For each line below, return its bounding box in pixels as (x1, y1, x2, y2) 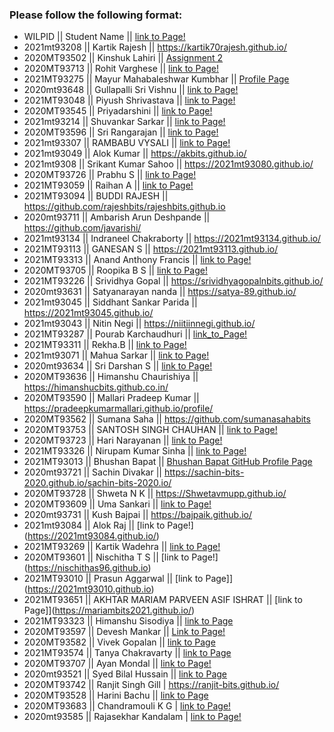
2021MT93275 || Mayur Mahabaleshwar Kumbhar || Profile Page (23, 73, 290, 85)
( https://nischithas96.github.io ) (23, 562, 152, 574)
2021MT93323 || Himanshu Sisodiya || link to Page (23, 615, 234, 627)
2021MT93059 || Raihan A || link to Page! (23, 179, 194, 192)
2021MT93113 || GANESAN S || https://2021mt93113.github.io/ (23, 243, 279, 255)
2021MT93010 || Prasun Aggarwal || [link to (23, 573, 204, 585)
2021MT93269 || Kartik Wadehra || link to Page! (23, 541, 221, 553)
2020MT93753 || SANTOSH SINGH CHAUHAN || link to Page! (23, 424, 278, 436)
